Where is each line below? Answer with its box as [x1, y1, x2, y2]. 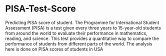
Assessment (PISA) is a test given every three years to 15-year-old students [5, 24, 161, 30]
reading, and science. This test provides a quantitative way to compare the [5, 35, 159, 41]
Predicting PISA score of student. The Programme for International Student [5, 19, 159, 25]
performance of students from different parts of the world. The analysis [5, 40, 152, 46]
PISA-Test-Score [5, 3, 76, 14]
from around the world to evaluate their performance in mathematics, [5, 30, 147, 36]
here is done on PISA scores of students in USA [5, 46, 103, 52]
